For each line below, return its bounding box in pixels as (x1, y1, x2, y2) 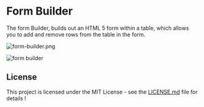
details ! (6, 94, 26, 102)
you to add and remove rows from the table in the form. (6, 30, 145, 38)
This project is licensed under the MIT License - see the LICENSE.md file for (6, 88, 198, 95)
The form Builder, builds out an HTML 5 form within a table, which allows (6, 24, 189, 32)
